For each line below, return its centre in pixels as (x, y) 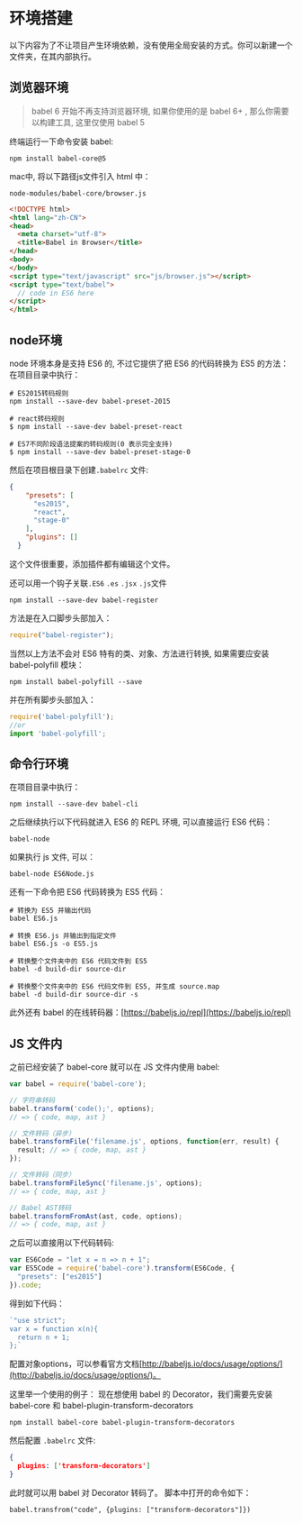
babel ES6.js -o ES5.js (54, 944)
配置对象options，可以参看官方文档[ (76, 1364)
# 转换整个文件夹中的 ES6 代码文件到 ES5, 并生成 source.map (115, 987)
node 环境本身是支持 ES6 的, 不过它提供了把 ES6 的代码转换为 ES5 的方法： (149, 363)
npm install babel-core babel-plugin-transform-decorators (122, 1423)
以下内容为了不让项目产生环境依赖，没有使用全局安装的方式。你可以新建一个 (151, 45)
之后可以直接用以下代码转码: (62, 1243)
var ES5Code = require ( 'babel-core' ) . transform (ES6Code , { (122, 1268)
